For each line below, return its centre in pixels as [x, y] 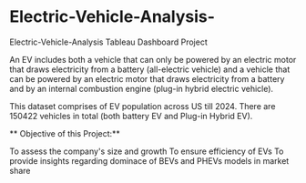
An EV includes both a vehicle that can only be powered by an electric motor [153, 59]
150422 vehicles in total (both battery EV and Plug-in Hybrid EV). [131, 116]
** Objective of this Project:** [65, 133]
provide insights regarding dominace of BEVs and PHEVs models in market [149, 160]
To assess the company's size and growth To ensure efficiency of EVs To [147, 151]
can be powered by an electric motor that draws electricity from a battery [147, 78]
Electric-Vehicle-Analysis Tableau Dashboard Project [108, 42]
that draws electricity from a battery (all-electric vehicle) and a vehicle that [150, 69]
